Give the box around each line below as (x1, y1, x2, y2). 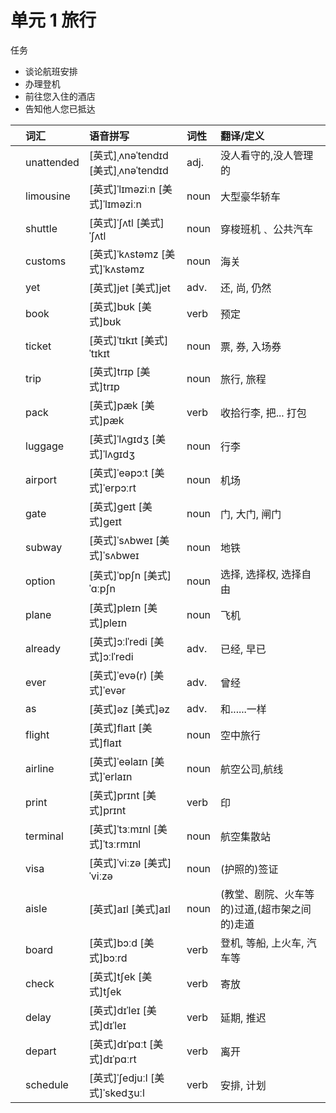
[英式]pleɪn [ (88, 601, 148, 615)
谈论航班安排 (24, 65, 78, 77)
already (25, 641, 61, 655)
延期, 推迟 (220, 1011, 267, 1025)
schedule (25, 1077, 69, 1091)
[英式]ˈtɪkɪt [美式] (88, 333, 169, 347)
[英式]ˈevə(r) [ (88, 668, 155, 682)
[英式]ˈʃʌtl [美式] (88, 216, 165, 230)
